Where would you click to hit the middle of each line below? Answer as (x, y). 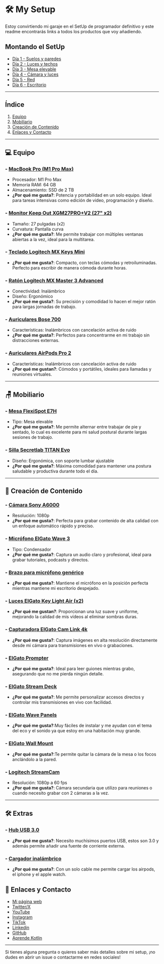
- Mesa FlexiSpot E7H (31, 411)
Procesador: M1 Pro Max (37, 179)
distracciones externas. (36, 340)
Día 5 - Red (23, 79)
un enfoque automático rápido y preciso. (53, 526)
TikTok (19, 922)
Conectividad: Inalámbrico (39, 291)
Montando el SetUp (35, 47)
